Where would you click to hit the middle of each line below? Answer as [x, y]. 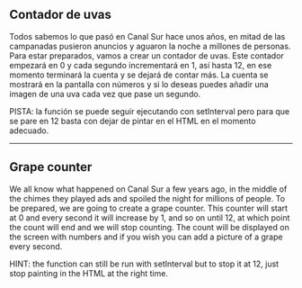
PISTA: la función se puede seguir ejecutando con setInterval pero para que [150, 111]
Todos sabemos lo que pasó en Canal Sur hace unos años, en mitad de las [147, 36]
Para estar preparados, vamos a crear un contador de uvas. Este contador [147, 55]
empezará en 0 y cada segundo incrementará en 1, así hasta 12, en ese [141, 65]
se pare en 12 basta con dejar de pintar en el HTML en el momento [133, 121]
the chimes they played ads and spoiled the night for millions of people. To [147, 198]
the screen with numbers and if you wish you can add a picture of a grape [146, 237]
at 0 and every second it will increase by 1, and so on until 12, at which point [150, 217]
